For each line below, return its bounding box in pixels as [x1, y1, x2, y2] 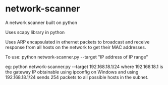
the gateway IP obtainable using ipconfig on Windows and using [5, 68, 139, 75]
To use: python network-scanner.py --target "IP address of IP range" [5, 53, 148, 60]
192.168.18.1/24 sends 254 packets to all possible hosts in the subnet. [5, 74, 149, 80]
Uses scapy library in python [5, 29, 65, 35]
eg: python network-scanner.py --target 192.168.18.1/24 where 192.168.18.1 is [5, 63, 163, 69]
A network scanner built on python [5, 19, 77, 25]
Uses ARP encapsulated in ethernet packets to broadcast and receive [5, 38, 150, 45]
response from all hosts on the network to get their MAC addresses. [5, 44, 146, 50]
